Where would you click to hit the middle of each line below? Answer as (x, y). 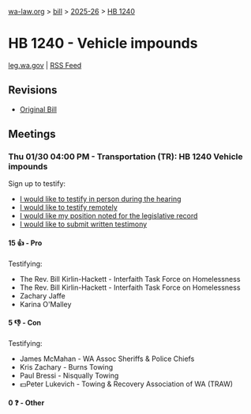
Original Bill (38, 109)
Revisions (33, 90)
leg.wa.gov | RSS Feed (45, 65)
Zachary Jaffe (42, 295)
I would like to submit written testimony (83, 224)
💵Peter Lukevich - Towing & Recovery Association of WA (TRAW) (126, 384)
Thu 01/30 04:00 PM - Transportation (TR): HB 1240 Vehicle (126, 157)
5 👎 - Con (25, 323)
